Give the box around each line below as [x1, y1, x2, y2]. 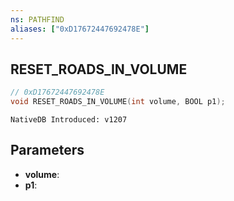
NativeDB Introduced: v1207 [10, 115, 128, 125]
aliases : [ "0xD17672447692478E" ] [10, 24, 150, 34]
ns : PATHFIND [10, 14, 65, 25]
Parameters [10, 142, 85, 159]
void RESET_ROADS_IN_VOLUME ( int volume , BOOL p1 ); [10, 97, 226, 107]
